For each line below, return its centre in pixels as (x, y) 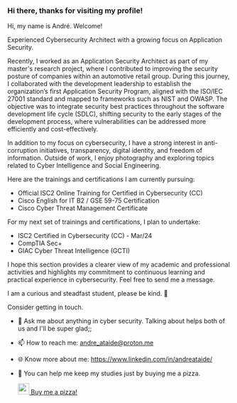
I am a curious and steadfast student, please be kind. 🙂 (88, 294)
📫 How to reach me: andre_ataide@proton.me (86, 343)
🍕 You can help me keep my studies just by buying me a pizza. (109, 374)
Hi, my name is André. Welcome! (55, 26)
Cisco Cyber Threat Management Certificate (82, 208)
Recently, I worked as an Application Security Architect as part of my (108, 61)
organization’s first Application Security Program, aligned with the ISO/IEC (115, 92)
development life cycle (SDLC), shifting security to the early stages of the (115, 114)
